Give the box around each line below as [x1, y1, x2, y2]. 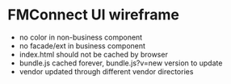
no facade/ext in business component [19, 40, 146, 50]
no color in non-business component [19, 32, 143, 42]
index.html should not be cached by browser [19, 49, 169, 59]
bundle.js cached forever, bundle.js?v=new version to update [19, 58, 223, 68]
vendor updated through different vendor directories [19, 66, 194, 76]
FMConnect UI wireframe [7, 6, 179, 24]
